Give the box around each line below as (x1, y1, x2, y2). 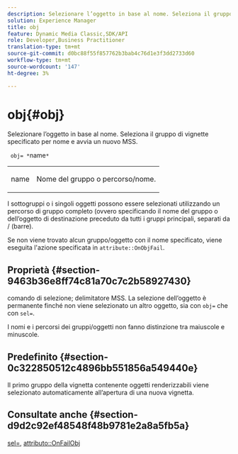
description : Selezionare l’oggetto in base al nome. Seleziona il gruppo (7, 10, 233, 18)
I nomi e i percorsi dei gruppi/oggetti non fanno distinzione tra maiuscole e (7, 323, 225, 331)
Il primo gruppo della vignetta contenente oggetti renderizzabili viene (7, 381, 209, 389)
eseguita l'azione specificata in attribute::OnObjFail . (7, 243, 165, 252)
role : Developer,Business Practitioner (7, 37, 125, 44)
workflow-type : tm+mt (7, 57, 72, 64)
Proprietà (7, 264, 50, 276)
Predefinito (7, 350, 58, 362)
